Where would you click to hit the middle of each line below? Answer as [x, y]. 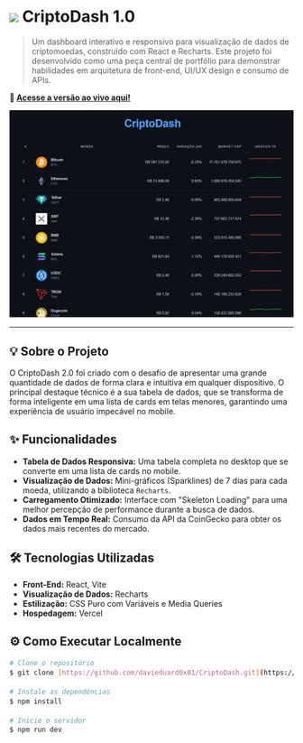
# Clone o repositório [52, 664]
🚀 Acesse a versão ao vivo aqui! [70, 98]
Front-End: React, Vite [64, 584]
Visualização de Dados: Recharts [85, 594]
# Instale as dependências [60, 692]
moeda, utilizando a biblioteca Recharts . [96, 490]
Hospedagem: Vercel [63, 613]
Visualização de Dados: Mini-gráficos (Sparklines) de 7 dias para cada [155, 480]
